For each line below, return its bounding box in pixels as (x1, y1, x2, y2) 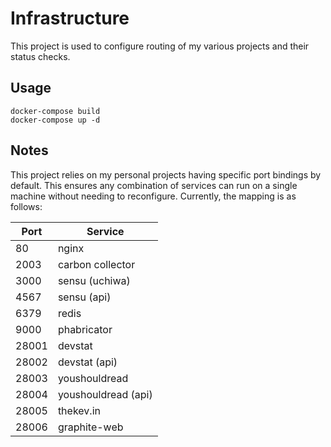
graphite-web (57, 420, 124, 434)
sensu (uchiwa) (57, 273, 131, 287)
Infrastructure (10, 7, 130, 30)
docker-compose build (10, 106, 101, 116)
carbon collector (57, 257, 136, 271)
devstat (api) (57, 355, 118, 369)
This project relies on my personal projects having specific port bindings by (10, 168, 322, 181)
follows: (10, 200, 43, 212)
